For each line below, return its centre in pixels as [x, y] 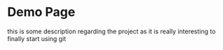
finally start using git [37, 38]
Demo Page [41, 12]
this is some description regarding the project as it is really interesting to [111, 31]
